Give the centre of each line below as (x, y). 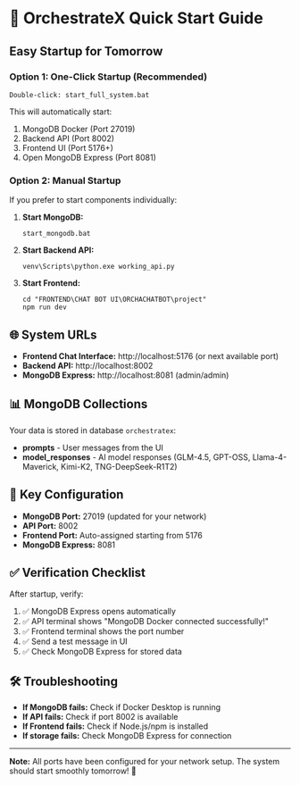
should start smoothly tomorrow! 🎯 (73, 771)
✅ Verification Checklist (77, 572)
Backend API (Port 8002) (68, 138)
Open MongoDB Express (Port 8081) (89, 157)
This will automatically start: (61, 112)
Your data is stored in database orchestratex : (93, 430)
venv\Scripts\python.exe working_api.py (98, 267)
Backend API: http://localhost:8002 (87, 365)
